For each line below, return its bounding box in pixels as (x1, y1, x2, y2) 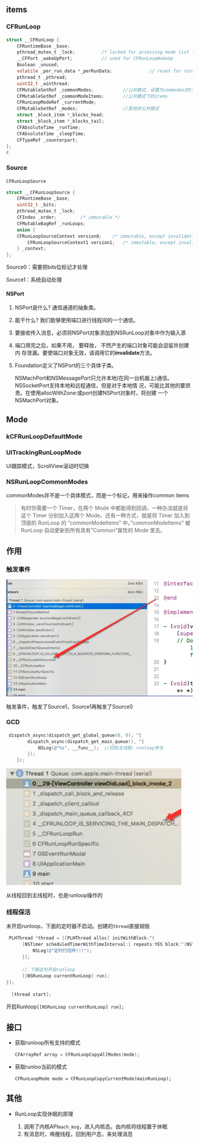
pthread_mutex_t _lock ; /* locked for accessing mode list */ (17, 49, 197, 55)
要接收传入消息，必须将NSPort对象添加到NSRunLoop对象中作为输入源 (14, 329, 187, 336)
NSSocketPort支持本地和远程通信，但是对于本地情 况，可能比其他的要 (14, 382, 186, 389)
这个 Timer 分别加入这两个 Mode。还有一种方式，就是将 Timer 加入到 (20, 512, 190, 519)
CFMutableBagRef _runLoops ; (17, 220, 86, 226)
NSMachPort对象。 (14, 397, 62, 404)
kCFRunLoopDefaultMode (6, 432, 83, 440)
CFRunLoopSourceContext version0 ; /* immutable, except (17, 233, 166, 239)
